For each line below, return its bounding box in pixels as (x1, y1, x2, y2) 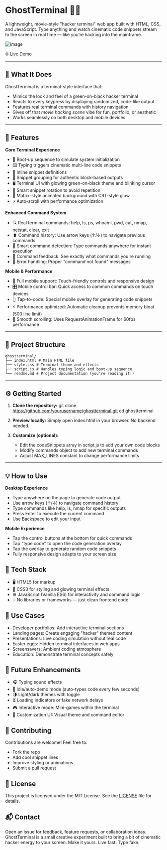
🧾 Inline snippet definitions (12, 169, 67, 175)
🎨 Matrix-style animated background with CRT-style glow (12, 192, 130, 198)
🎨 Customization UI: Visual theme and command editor (12, 712, 125, 718)
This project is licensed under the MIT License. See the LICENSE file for (5, 793, 152, 799)
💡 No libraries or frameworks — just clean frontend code (12, 596, 129, 602)
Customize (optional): (12, 432, 59, 438)
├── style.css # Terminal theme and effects (5, 362, 99, 368)
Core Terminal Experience (5, 146, 60, 152)
